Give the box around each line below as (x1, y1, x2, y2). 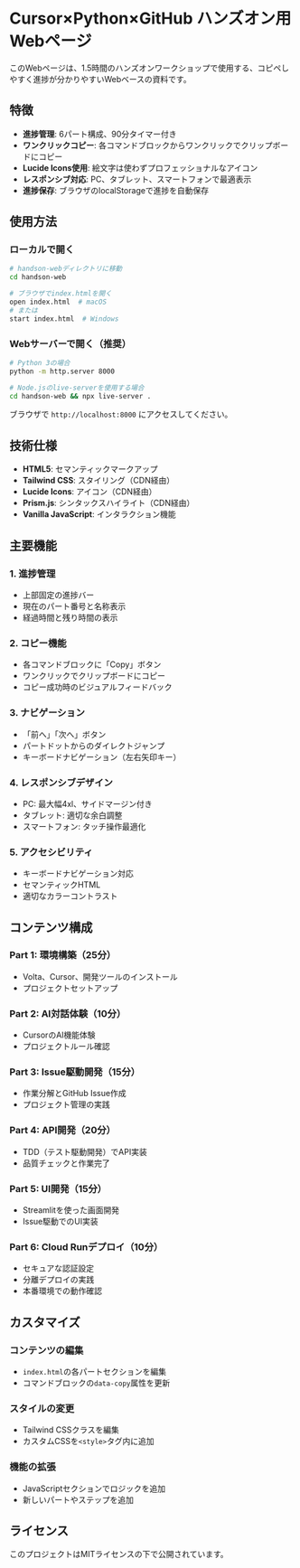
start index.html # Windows (9, 314, 119, 324)
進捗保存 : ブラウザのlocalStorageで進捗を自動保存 (22, 184, 210, 195)
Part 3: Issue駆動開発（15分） (9, 1066, 141, 1078)
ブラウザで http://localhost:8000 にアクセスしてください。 (9, 408, 233, 420)
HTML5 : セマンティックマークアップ (22, 464, 158, 474)
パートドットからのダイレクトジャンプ (22, 740, 165, 751)
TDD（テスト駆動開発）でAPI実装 (22, 1146, 147, 1157)
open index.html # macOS (9, 297, 107, 307)
